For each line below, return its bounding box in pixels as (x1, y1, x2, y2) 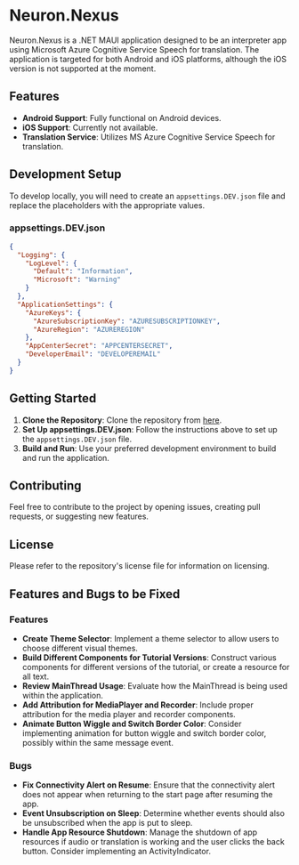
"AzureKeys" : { (25, 308, 82, 317)
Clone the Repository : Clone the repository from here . (21, 415, 222, 425)
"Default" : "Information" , (32, 267, 133, 276)
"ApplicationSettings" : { (17, 300, 114, 309)
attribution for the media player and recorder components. (21, 708, 236, 719)
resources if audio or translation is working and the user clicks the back (21, 837, 285, 847)
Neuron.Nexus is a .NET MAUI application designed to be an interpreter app (9, 35, 287, 45)
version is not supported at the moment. (9, 63, 157, 74)
